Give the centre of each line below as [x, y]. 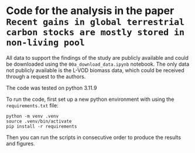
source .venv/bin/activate [39, 121]
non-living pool [45, 42]
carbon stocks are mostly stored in [95, 33]
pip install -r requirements [42, 126]
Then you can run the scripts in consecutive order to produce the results [94, 137]
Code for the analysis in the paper [90, 11]
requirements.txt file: [32, 105]
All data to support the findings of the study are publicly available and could [97, 57]
